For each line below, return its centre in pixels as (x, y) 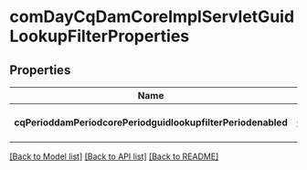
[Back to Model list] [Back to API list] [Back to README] (114, 156)
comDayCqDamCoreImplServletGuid (152, 17)
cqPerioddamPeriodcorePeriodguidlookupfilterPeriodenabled (151, 122)
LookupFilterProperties (100, 36)
